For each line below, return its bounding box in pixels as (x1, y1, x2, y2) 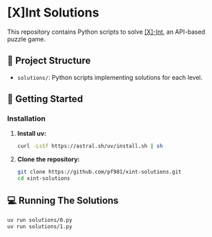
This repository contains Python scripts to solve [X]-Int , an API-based (7, 28, 206, 36)
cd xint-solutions (17, 175, 70, 182)
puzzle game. (7, 34, 46, 43)
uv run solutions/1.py (7, 223, 73, 230)
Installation (7, 114, 46, 123)
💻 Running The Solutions (7, 195, 119, 207)
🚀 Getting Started (7, 93, 84, 105)
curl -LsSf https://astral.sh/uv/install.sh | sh (17, 143, 164, 150)
